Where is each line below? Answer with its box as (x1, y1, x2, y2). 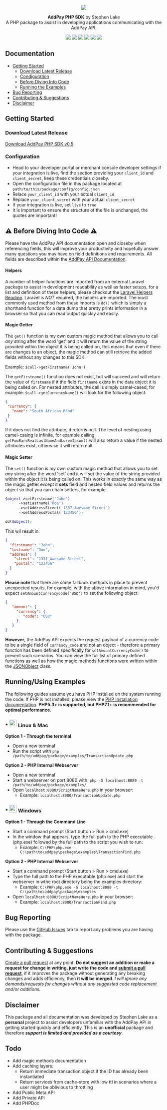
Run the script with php (12, 748, 59, 754)
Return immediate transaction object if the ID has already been (19, 1068, 149, 1074)
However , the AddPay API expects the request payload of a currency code (5, 637, 159, 643)
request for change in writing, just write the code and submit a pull (5, 965, 146, 971)
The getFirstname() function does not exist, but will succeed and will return (5, 374, 161, 380)
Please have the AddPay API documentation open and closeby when (5, 240, 146, 246)
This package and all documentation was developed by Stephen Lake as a (5, 1014, 158, 1020)
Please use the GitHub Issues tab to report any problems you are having (5, 927, 153, 933)
